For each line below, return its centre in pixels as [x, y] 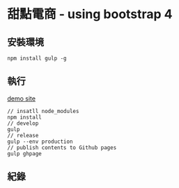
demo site [22, 99]
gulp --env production [40, 142]
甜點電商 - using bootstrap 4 [90, 14]
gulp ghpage [24, 153]
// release [23, 135]
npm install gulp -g [37, 58]
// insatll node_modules [43, 111]
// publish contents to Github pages [62, 147]
